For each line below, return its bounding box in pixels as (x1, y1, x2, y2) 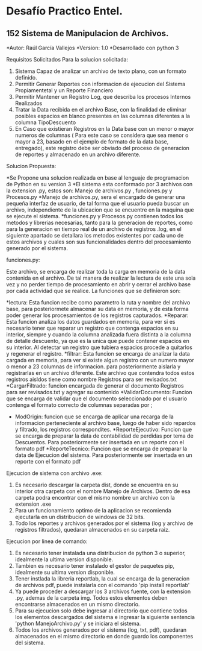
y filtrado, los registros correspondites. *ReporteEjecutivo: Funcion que (14, 426, 192, 433)
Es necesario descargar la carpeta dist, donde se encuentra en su (14, 481, 179, 488)
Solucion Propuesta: (6, 163, 57, 169)
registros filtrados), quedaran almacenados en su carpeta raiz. (14, 526, 170, 533)
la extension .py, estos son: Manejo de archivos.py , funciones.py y (6, 187, 173, 194)
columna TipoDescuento (14, 119, 76, 126)
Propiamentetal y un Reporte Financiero (14, 87, 114, 94)
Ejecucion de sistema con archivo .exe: (6, 470, 103, 477)
